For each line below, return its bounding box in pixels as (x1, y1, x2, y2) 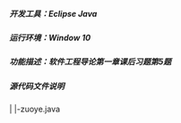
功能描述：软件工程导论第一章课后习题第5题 (9, 56, 172, 67)
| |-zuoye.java (9, 103, 61, 115)
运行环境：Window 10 (9, 32, 91, 43)
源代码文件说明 (9, 80, 65, 91)
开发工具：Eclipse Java (9, 8, 98, 19)
